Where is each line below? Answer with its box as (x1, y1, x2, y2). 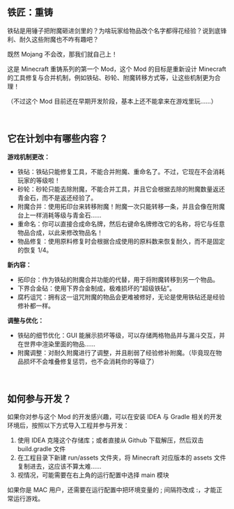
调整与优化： (7, 316, 44, 324)
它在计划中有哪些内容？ (7, 133, 108, 145)
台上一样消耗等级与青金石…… (17, 211, 102, 219)
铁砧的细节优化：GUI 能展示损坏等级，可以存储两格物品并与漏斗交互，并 (17, 331, 226, 339)
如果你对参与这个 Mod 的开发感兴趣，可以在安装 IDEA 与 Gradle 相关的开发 (7, 413, 222, 421)
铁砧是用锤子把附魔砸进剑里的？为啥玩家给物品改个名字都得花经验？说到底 (7, 26, 221, 35)
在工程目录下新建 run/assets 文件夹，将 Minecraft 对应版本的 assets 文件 (17, 453, 226, 462)
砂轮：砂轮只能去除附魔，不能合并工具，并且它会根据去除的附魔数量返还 (17, 185, 225, 193)
